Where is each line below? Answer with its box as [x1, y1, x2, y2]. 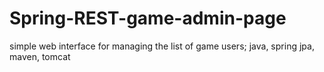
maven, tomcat [9, 50, 71, 62]
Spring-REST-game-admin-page [9, 7, 287, 30]
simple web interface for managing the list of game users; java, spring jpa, [9, 40, 315, 52]
